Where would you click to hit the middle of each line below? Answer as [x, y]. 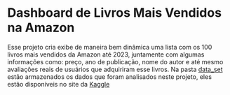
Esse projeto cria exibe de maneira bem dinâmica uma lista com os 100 [110, 47]
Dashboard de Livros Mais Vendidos [115, 13]
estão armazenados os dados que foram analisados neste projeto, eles [110, 76]
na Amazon [41, 28]
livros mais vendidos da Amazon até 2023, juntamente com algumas [106, 54]
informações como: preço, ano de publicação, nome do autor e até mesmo [115, 61]
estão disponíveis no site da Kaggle [59, 84]
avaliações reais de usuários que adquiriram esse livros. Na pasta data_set [115, 69]
